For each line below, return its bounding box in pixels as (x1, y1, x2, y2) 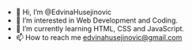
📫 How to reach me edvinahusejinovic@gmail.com (15, 33, 183, 42)
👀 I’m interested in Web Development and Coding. (15, 16, 179, 25)
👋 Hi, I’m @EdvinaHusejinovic (15, 8, 112, 16)
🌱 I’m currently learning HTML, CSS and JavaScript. (15, 24, 184, 33)
